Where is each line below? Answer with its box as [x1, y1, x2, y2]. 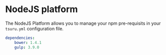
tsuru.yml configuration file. [5, 25, 64, 31]
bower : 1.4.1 [14, 40, 42, 45]
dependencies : [5, 35, 35, 40]
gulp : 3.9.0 [14, 44, 39, 50]
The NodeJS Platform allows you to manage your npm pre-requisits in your [5, 20, 161, 26]
